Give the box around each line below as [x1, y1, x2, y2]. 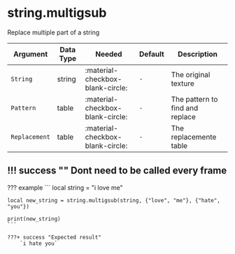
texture [171, 79, 194, 88]
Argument [13, 49, 48, 59]
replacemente [171, 132, 217, 142]
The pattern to [171, 94, 218, 104]
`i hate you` [20, 240, 58, 247]
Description [178, 49, 218, 59]
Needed [95, 49, 122, 59]
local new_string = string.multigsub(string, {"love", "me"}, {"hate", [7, 196, 220, 204]
